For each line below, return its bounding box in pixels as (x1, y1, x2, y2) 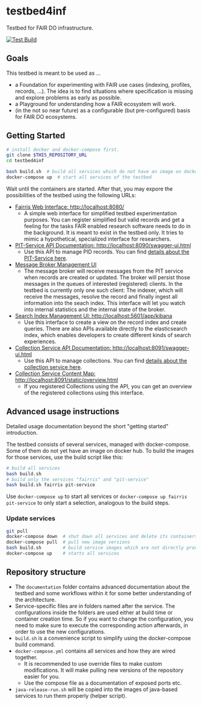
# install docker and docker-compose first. (6, 147, 120, 153)
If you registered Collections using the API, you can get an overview (23, 382, 192, 390)
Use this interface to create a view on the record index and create (23, 318, 187, 326)
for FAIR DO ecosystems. (14, 113, 77, 120)
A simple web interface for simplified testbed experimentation (23, 209, 177, 217)
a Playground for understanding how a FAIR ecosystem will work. (14, 100, 176, 107)
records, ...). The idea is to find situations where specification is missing (14, 87, 194, 95)
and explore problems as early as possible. (14, 93, 121, 101)
